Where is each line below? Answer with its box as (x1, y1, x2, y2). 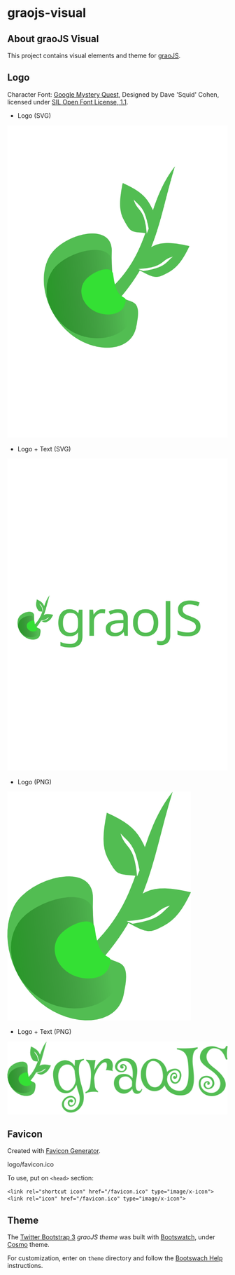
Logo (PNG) (17, 778, 52, 786)
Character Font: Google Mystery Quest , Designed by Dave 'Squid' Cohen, (7, 90, 220, 99)
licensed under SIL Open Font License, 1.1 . (7, 97, 129, 106)
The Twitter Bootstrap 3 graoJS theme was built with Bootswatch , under (7, 1233, 215, 1241)
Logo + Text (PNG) (17, 1028, 72, 1036)
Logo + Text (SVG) (17, 444, 71, 453)
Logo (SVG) (17, 111, 51, 120)
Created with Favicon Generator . (7, 1147, 101, 1155)
